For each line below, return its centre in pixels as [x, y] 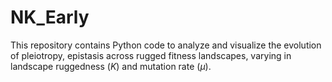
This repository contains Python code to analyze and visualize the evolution [166, 45]
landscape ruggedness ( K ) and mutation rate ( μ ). [111, 66]
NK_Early [50, 17]
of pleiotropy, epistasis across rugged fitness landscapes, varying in [151, 55]
